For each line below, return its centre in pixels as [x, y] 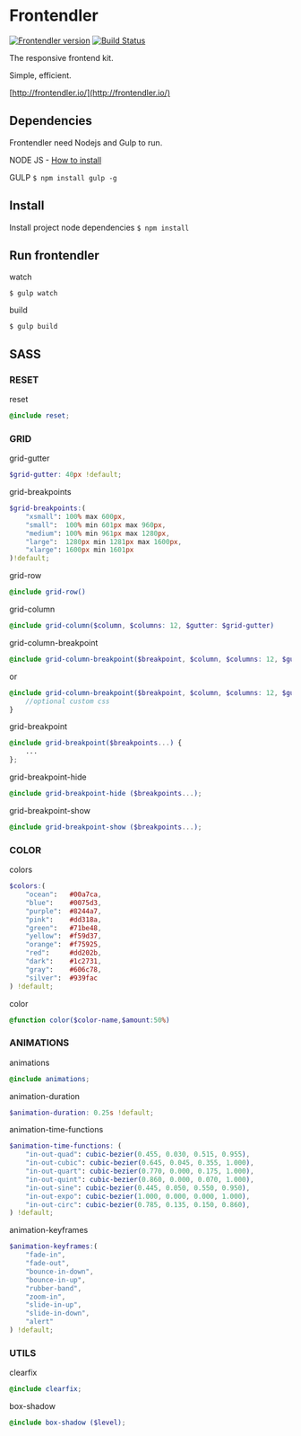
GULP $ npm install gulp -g [64, 177]
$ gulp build [34, 327]
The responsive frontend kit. [61, 57]
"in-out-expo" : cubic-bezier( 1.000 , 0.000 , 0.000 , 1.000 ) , [138, 1196]
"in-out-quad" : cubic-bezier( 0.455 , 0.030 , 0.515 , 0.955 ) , [138, 1155]
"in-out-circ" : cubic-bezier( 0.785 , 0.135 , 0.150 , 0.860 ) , [138, 1204]
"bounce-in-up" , [56, 1280]
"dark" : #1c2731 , [64, 962]
